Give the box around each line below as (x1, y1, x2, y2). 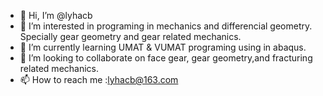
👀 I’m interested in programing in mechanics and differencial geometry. (19, 20, 313, 32)
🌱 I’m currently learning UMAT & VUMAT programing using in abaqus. (19, 41, 307, 53)
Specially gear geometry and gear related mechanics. (19, 31, 242, 42)
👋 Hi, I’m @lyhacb (19, 10, 93, 21)
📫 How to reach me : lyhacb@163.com (19, 74, 179, 85)
